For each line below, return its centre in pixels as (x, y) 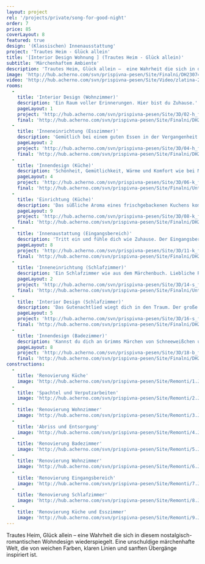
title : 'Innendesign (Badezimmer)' (63, 336)
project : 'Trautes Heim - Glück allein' (59, 52)
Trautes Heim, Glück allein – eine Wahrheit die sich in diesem (83, 535)
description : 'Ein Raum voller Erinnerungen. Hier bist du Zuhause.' (108, 103)
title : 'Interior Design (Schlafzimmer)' (70, 302)
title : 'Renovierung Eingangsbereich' (67, 478)
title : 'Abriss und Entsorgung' (58, 427)
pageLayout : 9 (35, 211)
